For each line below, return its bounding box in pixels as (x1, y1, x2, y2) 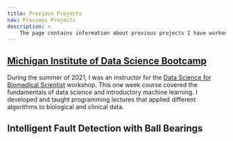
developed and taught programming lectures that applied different (7, 95, 196, 104)
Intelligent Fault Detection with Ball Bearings (7, 122, 203, 135)
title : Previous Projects (7, 10, 82, 17)
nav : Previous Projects (7, 17, 76, 23)
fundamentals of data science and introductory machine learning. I (7, 88, 198, 97)
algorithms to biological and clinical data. (7, 103, 125, 111)
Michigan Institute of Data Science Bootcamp (7, 55, 207, 66)
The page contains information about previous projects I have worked (19, 29, 228, 37)
